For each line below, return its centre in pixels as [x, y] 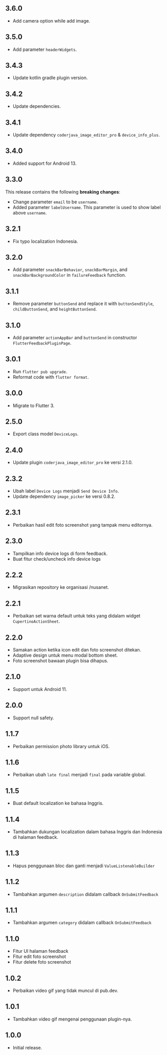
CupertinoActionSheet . [36, 621]
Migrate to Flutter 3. [33, 406]
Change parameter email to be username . [55, 202]
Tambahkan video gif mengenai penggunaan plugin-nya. [72, 1019]
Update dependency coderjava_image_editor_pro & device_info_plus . [86, 135]
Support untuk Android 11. [40, 689]
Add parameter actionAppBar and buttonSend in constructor [75, 337]
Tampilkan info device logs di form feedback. [60, 553]
